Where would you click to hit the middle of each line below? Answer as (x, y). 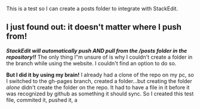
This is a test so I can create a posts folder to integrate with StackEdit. (92, 9)
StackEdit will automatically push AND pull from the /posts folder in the (97, 50)
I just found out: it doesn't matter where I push (94, 27)
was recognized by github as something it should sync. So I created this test (100, 94)
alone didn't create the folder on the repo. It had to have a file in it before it (98, 87)
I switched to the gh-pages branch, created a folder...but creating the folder (99, 81)
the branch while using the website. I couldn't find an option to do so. (91, 63)
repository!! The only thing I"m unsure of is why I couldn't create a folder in (99, 57)
